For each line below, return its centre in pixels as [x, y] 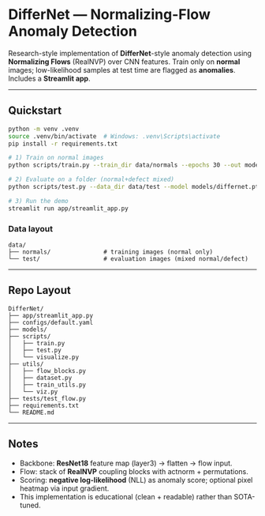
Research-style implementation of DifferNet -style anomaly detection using [130, 53]
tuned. [30, 505]
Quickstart [35, 111]
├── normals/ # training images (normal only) [111, 252]
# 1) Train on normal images [56, 158]
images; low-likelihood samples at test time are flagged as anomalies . [122, 70]
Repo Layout [39, 290]
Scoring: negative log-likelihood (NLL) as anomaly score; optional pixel [136, 480]
